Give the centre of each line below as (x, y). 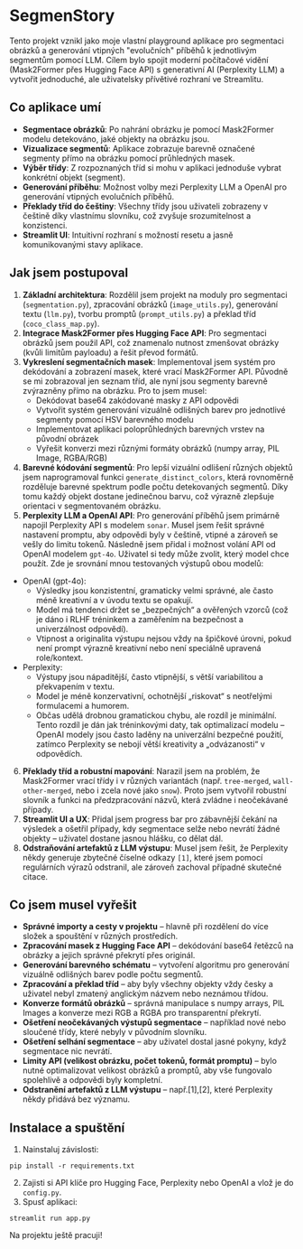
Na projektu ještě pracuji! (56, 1235)
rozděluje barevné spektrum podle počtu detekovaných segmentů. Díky (155, 486)
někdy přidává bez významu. (76, 1099)
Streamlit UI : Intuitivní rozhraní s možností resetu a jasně (128, 235)
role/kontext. (60, 657)
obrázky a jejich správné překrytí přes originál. (109, 955)
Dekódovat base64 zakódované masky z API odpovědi (137, 400)
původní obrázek (67, 438)
